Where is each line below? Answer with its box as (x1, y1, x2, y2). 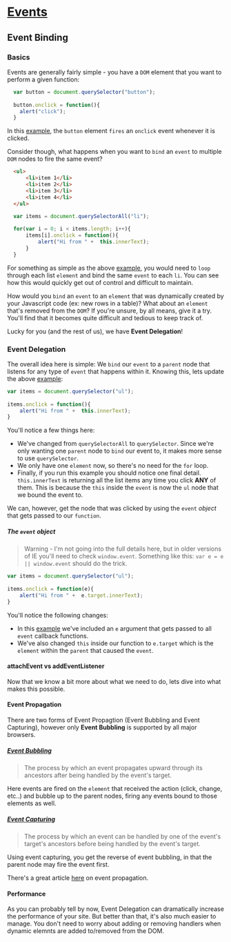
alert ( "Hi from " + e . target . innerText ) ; (19, 591, 143, 599)
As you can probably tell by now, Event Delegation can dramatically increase (7, 905, 224, 913)
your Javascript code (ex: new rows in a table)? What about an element (7, 299, 208, 307)
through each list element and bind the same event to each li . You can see (7, 271, 219, 279)
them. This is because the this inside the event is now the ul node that (17, 484, 219, 492)
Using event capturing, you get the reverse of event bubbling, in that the (7, 853, 212, 861)
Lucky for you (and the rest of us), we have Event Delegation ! (7, 327, 183, 335)
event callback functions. (17, 631, 89, 640)
